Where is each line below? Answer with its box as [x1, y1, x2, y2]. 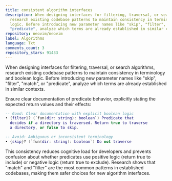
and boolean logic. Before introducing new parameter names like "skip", [5, 75, 157, 81]
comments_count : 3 [5, 45, 45, 50]
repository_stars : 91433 [5, 50, 58, 55]
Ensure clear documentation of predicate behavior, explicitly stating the [5, 95, 156, 102]
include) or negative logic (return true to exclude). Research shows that [5, 159, 156, 165]
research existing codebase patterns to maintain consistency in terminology [5, 69, 165, 75]
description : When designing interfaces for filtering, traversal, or [5, 12, 159, 17]
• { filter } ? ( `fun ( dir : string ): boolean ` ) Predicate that [5, 116, 134, 121]
